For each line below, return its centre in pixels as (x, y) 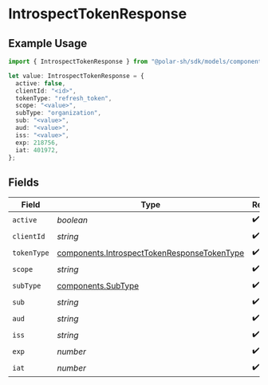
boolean (73, 220)
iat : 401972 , (37, 150)
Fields (24, 182)
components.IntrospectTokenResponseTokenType (151, 253)
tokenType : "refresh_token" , (64, 98)
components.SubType (98, 285)
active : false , (41, 83)
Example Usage (48, 43)
